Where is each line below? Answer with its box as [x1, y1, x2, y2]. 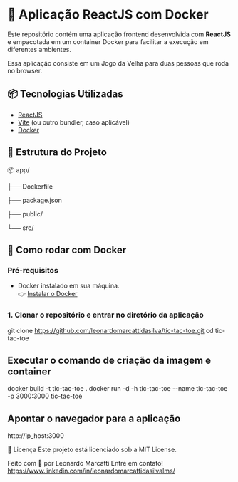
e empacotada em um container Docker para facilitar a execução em [7, 37, 209, 46]
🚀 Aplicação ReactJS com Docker [7, 6, 209, 23]
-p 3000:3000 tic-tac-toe [7, 392, 83, 401]
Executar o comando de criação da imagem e [7, 354, 212, 366]
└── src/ [7, 224, 34, 232]
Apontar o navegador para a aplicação [7, 412, 181, 424]
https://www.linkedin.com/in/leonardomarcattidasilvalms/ [7, 466, 176, 476]
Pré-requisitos [7, 265, 58, 275]
